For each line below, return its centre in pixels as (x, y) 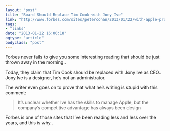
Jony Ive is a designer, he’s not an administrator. (55, 77)
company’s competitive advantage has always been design (79, 108)
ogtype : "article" (25, 38)
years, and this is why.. (29, 123)
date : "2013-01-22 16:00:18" (36, 33)
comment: (16, 92)
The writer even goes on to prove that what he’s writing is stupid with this (81, 87)
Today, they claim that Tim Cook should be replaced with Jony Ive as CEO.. (83, 72)
